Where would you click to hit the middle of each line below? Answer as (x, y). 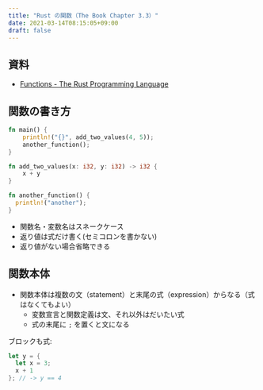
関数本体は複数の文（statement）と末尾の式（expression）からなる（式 (137, 294)
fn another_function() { (49, 195)
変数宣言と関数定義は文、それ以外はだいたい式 (108, 314)
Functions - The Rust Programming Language (94, 84)
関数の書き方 (40, 111)
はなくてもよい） (47, 304)
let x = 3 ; (33, 363)
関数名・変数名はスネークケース (72, 226)
